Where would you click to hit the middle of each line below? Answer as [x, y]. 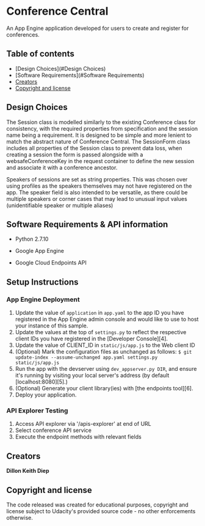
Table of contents [40, 54]
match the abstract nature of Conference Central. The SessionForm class [98, 141]
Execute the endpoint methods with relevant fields [78, 437]
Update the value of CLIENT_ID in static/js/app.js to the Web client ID [105, 345]
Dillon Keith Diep [28, 471]
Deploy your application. [46, 395]
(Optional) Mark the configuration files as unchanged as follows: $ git [103, 352]
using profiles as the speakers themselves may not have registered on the [99, 186]
